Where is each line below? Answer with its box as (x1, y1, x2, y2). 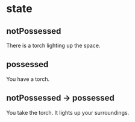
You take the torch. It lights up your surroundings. (6, 109, 130, 116)
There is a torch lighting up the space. (6, 42, 101, 49)
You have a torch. (6, 75, 50, 83)
